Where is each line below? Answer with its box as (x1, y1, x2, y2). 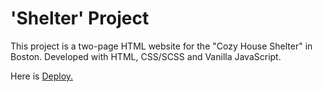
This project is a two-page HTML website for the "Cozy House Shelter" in (10, 40, 313, 52)
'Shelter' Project (10, 7, 150, 30)
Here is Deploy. (10, 70, 74, 82)
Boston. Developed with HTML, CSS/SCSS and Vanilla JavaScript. (10, 50, 282, 62)
